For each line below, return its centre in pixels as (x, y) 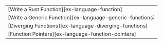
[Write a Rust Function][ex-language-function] (65, 9)
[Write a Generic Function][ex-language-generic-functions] (81, 17)
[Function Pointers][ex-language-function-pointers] (72, 34)
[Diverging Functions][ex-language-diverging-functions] (78, 26)
